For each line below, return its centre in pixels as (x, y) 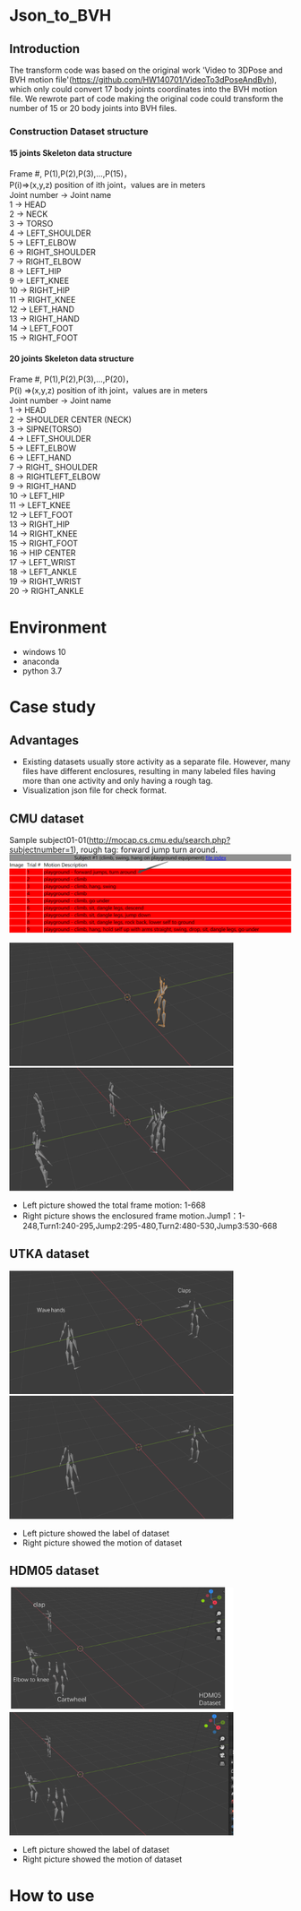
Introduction (45, 49)
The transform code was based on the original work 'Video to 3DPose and (146, 70)
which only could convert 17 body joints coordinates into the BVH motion (143, 89)
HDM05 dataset (54, 1571)
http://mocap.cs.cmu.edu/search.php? (160, 840)
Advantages (44, 740)
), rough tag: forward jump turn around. (145, 850)
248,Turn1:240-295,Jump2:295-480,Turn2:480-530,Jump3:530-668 (150, 1226)
